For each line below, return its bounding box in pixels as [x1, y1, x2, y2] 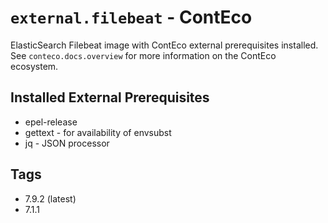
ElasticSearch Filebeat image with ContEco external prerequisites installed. [10, 39, 319, 51]
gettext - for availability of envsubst [24, 126, 172, 138]
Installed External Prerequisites [10, 89, 210, 106]
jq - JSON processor [24, 137, 110, 149]
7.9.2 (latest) [24, 192, 77, 205]
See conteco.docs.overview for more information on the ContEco [10, 49, 277, 61]
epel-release [24, 116, 78, 128]
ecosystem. [10, 60, 59, 72]
